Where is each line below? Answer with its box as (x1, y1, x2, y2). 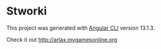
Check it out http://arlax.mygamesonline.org (6, 36, 118, 43)
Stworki (6, 4, 47, 18)
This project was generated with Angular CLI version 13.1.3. (6, 24, 155, 31)
